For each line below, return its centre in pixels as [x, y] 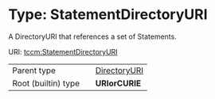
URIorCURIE [118, 83]
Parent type [34, 70]
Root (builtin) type [46, 83]
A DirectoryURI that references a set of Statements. [92, 36]
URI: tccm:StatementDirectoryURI [63, 51]
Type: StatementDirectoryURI [108, 15]
